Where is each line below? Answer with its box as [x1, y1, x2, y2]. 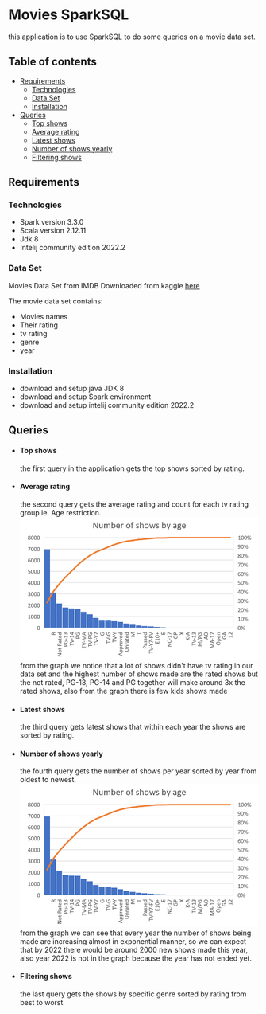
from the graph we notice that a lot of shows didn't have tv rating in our [19, 661, 253, 671]
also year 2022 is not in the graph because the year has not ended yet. [19, 953, 253, 963]
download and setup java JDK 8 [19, 384, 125, 393]
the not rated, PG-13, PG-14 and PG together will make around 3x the [19, 678, 246, 687]
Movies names [19, 311, 68, 321]
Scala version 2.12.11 [19, 225, 87, 236]
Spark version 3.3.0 [19, 217, 84, 227]
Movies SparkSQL [8, 6, 129, 24]
